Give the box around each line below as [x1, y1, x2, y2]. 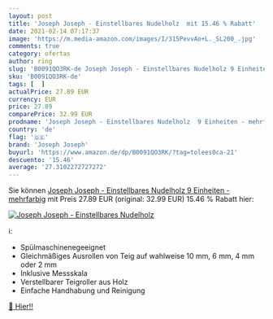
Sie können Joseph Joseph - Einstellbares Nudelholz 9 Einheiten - [8, 186, 230, 195]
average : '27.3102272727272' [8, 164, 107, 172]
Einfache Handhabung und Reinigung [19, 286, 145, 295]
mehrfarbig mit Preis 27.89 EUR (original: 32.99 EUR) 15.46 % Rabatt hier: [8, 194, 254, 204]
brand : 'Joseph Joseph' [8, 140, 89, 149]
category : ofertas [8, 50, 71, 58]
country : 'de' [8, 125, 57, 133]
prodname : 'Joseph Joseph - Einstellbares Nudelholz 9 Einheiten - [8, 118, 245, 126]
